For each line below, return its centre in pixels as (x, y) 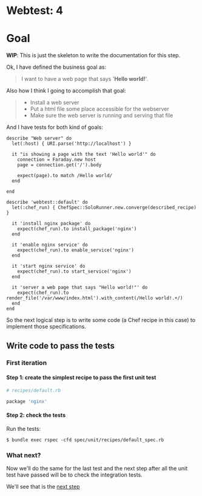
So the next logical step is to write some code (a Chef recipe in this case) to (101, 320)
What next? (24, 455)
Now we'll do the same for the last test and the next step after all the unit (97, 468)
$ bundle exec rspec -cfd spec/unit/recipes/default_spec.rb (85, 440)
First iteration (27, 363)
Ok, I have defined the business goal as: (56, 67)
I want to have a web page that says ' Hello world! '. (85, 79)
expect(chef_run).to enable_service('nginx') (76, 250)
